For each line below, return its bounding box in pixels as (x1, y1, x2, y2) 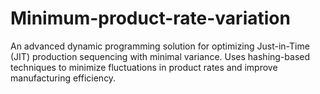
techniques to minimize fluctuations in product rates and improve (10, 61, 278, 73)
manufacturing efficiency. (10, 72, 117, 84)
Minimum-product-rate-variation (10, 7, 291, 30)
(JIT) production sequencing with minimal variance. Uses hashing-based (10, 50, 311, 62)
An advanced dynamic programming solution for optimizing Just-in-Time (10, 40, 310, 52)
